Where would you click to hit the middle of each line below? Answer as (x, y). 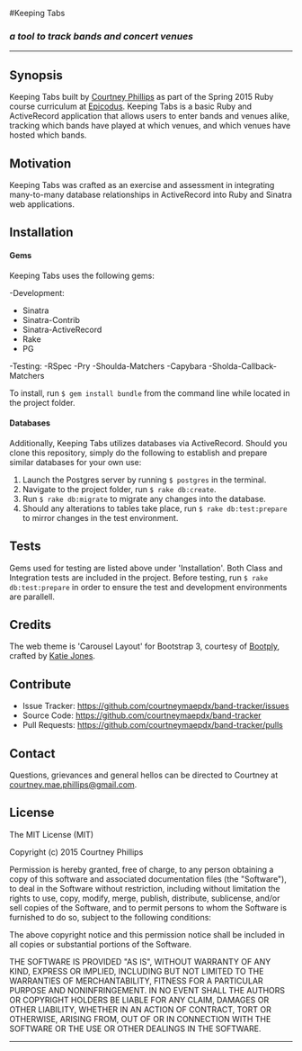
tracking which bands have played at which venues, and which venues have (150, 126)
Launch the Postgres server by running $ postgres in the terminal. (144, 480)
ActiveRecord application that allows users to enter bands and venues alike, (150, 116)
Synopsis (36, 75)
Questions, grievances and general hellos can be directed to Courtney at (144, 775)
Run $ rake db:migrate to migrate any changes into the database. (144, 499)
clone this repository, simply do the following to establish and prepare (138, 453)
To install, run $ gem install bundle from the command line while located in (150, 393)
